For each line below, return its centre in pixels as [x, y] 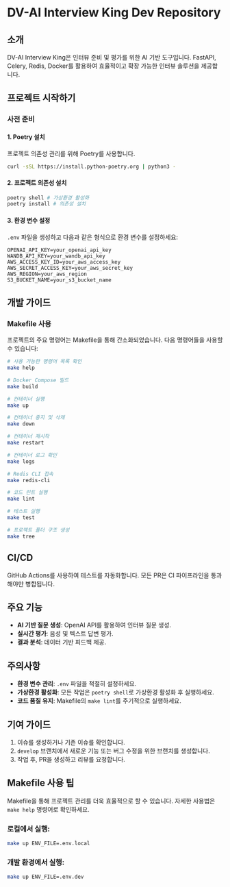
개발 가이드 [29, 302]
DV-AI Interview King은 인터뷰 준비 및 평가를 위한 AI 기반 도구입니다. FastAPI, [112, 57]
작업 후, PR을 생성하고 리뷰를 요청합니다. [71, 759]
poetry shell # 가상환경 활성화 [48, 198]
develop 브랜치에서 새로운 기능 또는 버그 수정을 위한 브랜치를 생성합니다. [114, 751]
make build [23, 386]
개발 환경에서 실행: [36, 862]
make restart [26, 443]
